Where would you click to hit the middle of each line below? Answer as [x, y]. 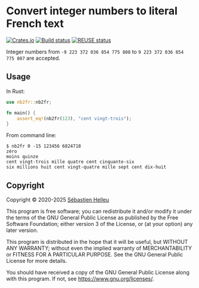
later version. [22, 230]
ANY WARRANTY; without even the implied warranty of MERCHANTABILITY [99, 248]
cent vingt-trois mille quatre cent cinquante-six [70, 162]
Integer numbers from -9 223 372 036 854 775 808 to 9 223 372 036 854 [95, 51]
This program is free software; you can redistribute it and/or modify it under [99, 211]
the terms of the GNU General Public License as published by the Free [92, 218]
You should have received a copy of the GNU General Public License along [98, 272]
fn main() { [21, 113]
